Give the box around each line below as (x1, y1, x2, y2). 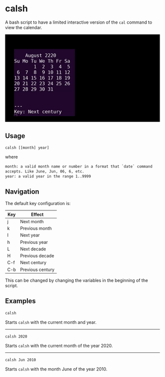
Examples (5, 297, 36, 306)
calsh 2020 (5, 334, 27, 339)
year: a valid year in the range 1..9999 (5, 174, 91, 179)
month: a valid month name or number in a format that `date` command (5, 164, 153, 169)
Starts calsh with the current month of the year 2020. (5, 343, 113, 348)
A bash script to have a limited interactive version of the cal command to (5, 19, 152, 25)
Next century (20, 260, 47, 266)
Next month (20, 218, 44, 224)
